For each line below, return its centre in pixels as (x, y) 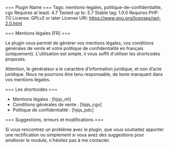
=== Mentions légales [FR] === (38, 33)
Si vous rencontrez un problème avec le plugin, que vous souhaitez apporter (84, 129)
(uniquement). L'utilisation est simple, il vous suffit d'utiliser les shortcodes (83, 54)
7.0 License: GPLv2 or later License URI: (47, 18)
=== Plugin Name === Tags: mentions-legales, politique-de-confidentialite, (84, 7)
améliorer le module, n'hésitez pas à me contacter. (58, 140)
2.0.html (14, 23)
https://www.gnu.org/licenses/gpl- (125, 18)
